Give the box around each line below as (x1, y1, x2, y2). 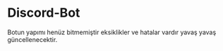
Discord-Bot (7, 5, 80, 21)
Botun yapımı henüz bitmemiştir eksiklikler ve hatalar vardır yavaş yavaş (7, 28, 217, 36)
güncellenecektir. (7, 35, 58, 43)
